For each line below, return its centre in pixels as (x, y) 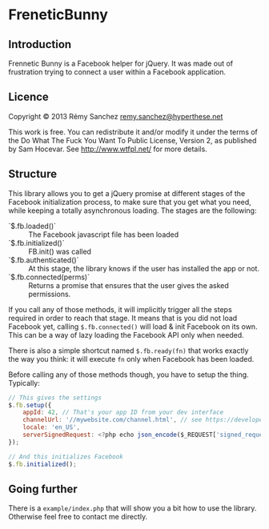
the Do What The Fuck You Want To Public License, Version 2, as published (132, 140)
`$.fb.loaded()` (32, 226)
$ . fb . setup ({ (30, 405)
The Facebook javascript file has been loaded (104, 234)
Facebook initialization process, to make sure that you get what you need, (130, 202)
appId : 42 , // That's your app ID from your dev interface (123, 413)
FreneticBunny (58, 15)
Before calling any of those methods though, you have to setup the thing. (129, 375)
